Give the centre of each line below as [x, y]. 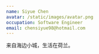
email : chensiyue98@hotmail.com [46, 28]
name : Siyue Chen [27, 11]
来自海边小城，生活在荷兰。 [40, 45]
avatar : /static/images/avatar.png [50, 17]
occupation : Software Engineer [44, 22]
